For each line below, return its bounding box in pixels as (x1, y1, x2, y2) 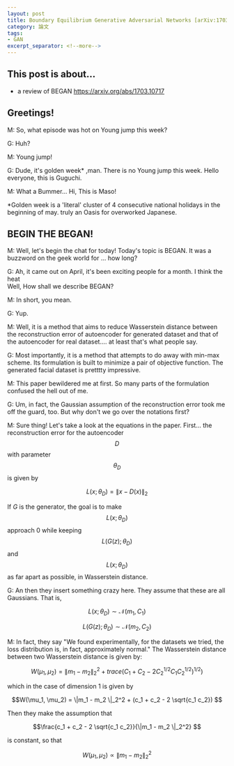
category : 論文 (7, 23, 49, 30)
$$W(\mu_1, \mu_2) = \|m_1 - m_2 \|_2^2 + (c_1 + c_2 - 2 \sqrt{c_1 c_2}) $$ (11, 696, 223, 704)
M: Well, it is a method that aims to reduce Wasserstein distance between (7, 323, 218, 331)
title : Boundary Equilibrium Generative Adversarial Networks (7, 17, 192, 24)
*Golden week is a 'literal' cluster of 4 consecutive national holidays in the (7, 200, 221, 209)
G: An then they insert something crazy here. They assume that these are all (7, 586, 226, 595)
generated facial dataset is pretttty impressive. (7, 366, 141, 374)
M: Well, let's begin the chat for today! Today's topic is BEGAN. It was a (7, 247, 212, 255)
